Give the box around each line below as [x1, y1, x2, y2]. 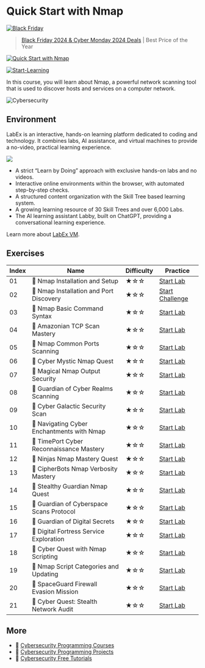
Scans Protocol [32, 507, 76, 515]
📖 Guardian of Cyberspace [32, 499, 108, 508]
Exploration [32, 534, 65, 543]
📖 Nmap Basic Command [32, 304, 104, 313]
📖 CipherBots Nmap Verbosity [32, 464, 118, 473]
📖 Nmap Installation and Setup [32, 277, 119, 285]
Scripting [32, 552, 58, 561]
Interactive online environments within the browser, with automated [15, 180, 185, 187]
